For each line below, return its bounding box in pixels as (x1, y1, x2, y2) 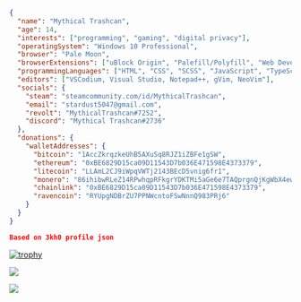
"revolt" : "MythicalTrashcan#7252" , (25, 108, 163, 117)
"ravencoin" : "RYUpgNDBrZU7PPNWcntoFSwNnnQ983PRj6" (32, 192, 230, 201)
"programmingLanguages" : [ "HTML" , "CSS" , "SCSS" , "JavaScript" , (17, 67, 262, 76)
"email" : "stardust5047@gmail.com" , (25, 99, 163, 109)
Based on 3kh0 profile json (9, 233, 115, 242)
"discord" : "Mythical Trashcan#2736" (25, 116, 167, 125)
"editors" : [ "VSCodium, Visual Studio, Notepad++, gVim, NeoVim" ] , (17, 75, 275, 84)
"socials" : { (17, 83, 66, 92)
